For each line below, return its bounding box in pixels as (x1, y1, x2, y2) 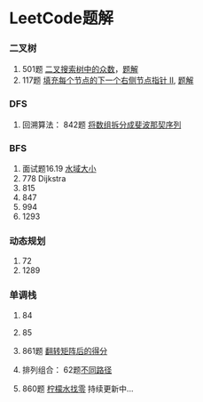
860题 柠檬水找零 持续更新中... (21, 383, 134, 394)
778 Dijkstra (21, 173, 66, 184)
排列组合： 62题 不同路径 (21, 364, 113, 374)
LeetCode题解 (9, 8, 113, 28)
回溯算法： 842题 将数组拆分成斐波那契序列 (21, 119, 182, 130)
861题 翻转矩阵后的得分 (21, 345, 108, 356)
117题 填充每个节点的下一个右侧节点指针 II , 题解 (21, 75, 194, 85)
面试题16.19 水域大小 (21, 164, 97, 174)
